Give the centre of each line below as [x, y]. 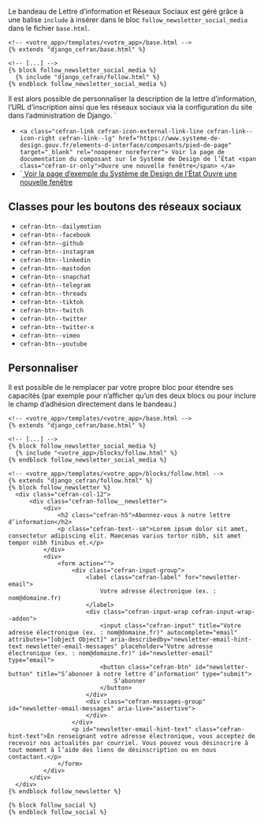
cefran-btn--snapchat [55, 277]
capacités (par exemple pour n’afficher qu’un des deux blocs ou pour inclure [132, 395]
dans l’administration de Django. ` [62, 115]
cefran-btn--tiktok [52, 302]
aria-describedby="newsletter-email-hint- [181, 639]
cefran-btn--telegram [55, 285]
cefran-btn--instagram [57, 252]
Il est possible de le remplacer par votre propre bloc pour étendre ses [121, 387]
